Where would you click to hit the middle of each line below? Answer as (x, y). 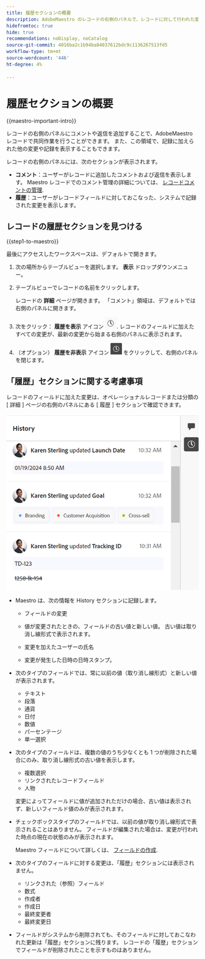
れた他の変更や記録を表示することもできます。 (65, 149)
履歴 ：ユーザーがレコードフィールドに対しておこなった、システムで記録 (106, 198)
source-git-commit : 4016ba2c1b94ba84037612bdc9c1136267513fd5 (87, 45)
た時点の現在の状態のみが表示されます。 (66, 837)
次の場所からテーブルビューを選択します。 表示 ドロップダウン (94, 267)
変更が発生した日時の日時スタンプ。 (70, 660)
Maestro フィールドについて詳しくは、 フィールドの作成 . (86, 850)
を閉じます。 (31, 360)
